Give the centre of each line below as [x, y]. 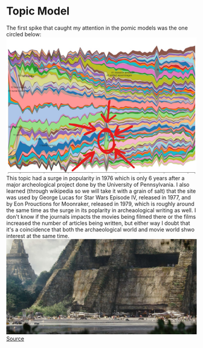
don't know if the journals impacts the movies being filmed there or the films [101, 217]
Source [15, 339]
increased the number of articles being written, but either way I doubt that [98, 223]
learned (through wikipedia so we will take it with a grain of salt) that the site [101, 191]
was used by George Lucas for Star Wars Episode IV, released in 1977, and [99, 198]
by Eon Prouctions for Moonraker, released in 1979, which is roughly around [100, 204]
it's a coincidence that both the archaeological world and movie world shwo [101, 230]
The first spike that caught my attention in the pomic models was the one [97, 28]
